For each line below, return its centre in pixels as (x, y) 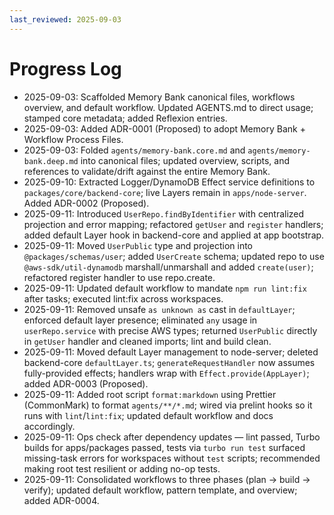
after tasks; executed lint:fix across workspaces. (123, 298)
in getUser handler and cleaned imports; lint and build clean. (147, 341)
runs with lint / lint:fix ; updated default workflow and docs (148, 415)
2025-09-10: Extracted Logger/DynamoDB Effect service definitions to (169, 182)
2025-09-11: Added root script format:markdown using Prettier (150, 394)
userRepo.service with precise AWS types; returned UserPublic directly (170, 330)
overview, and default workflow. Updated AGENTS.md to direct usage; (168, 107)
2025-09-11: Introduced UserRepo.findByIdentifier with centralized (164, 213)
